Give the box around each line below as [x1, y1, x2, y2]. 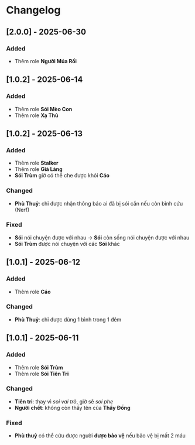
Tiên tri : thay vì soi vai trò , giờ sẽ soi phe [14, 398, 113, 405]
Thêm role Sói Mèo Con [14, 105, 73, 112]
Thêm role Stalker [14, 159, 59, 167]
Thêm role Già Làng [14, 166, 63, 173]
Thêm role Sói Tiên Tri [14, 370, 69, 377]
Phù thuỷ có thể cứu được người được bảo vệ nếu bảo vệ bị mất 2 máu [14, 432, 186, 439]
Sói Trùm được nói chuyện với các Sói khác [14, 240, 120, 247]
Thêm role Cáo [14, 288, 51, 295]
